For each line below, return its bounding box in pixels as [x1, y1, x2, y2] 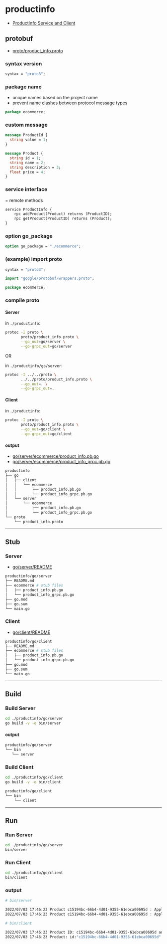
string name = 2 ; [9, 160, 46, 165]
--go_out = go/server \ [20, 339, 66, 345]
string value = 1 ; [9, 137, 48, 143]
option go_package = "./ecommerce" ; [5, 244, 81, 249]
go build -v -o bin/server [5, 721, 61, 726]
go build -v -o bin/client [5, 779, 61, 785]
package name [5, 83, 42, 90]
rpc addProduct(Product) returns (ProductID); [14, 211, 112, 216]
